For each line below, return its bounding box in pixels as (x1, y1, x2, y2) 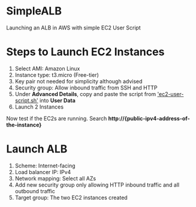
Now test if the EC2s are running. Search (6, 115, 107, 122)
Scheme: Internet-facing (14, 162, 76, 169)
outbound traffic (14, 187, 55, 194)
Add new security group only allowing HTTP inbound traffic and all (14, 181, 180, 188)
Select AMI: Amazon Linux (14, 65, 80, 72)
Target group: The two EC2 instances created (14, 194, 128, 201)
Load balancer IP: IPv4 (14, 168, 71, 175)
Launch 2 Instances (14, 103, 64, 110)
